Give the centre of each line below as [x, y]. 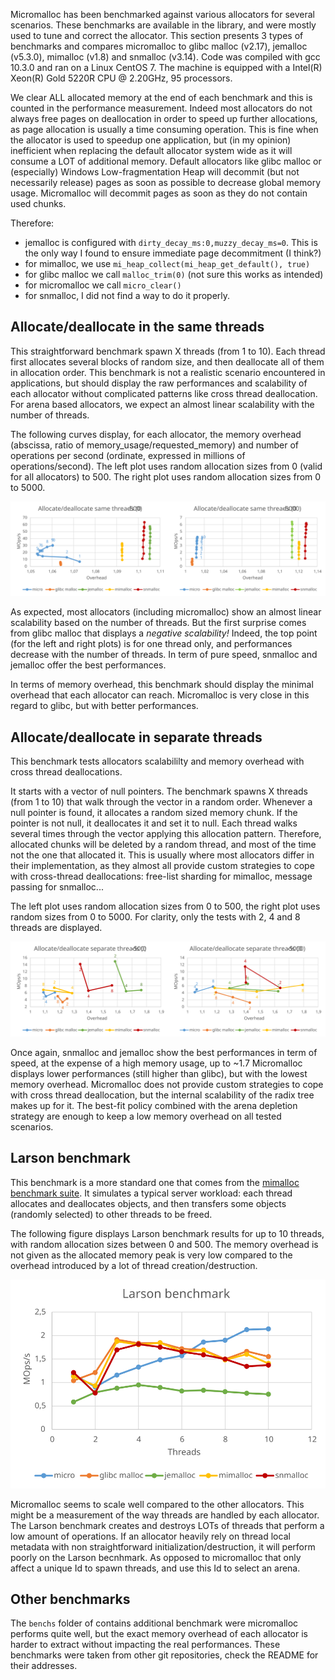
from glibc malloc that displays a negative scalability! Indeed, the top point [164, 633]
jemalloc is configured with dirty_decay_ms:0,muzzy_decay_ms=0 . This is [171, 242]
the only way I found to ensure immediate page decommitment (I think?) [173, 253]
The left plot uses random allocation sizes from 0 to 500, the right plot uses [165, 906]
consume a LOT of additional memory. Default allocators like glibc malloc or [166, 161]
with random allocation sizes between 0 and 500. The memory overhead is [164, 1244]
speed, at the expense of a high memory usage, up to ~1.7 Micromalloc [156, 1063]
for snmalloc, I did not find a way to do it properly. [127, 295]
